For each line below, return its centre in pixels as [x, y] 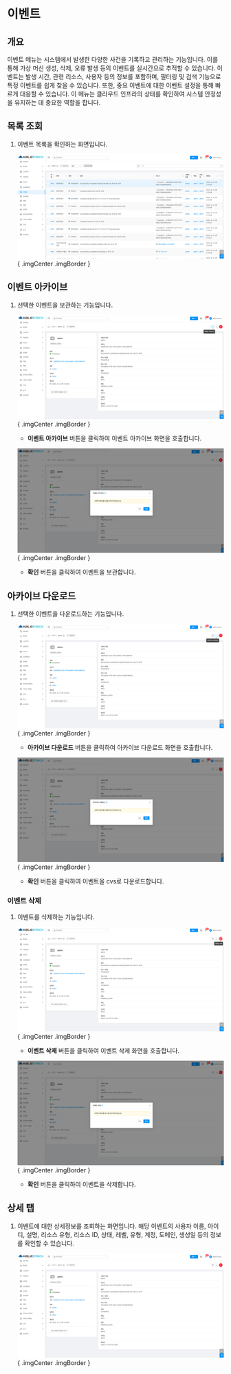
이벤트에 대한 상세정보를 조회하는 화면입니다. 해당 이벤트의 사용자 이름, [111, 1226]
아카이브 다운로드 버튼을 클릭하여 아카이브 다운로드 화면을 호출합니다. [120, 748]
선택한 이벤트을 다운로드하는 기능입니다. [70, 614]
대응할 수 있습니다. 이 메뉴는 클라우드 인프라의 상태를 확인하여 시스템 [111, 94]
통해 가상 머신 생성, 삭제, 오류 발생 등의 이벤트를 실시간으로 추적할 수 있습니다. [111, 68]
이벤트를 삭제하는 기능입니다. [56, 917]
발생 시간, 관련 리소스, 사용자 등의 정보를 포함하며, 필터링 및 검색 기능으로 [123, 77]
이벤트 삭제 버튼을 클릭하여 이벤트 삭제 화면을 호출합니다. [103, 1051]
